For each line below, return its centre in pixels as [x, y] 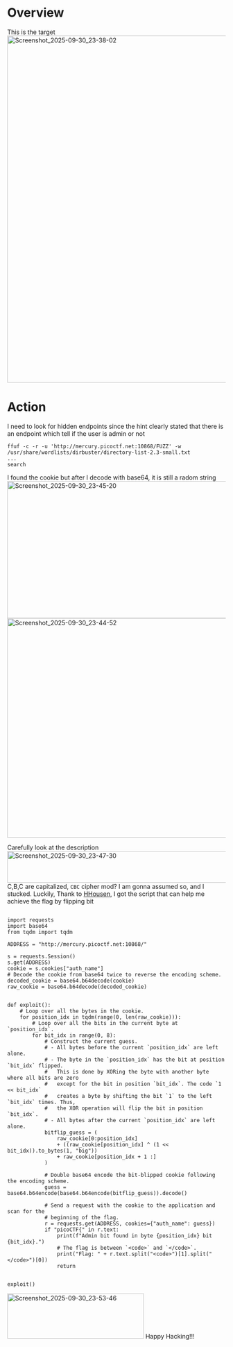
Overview [36, 13]
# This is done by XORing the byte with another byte [127, 1071]
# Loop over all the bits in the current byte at [105, 1023]
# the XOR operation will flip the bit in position [123, 1108]
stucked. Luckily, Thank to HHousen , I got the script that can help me [106, 894]
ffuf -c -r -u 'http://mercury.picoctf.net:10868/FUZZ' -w [94, 446]
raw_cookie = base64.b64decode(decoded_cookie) [77, 987]
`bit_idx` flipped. [35, 1066]
